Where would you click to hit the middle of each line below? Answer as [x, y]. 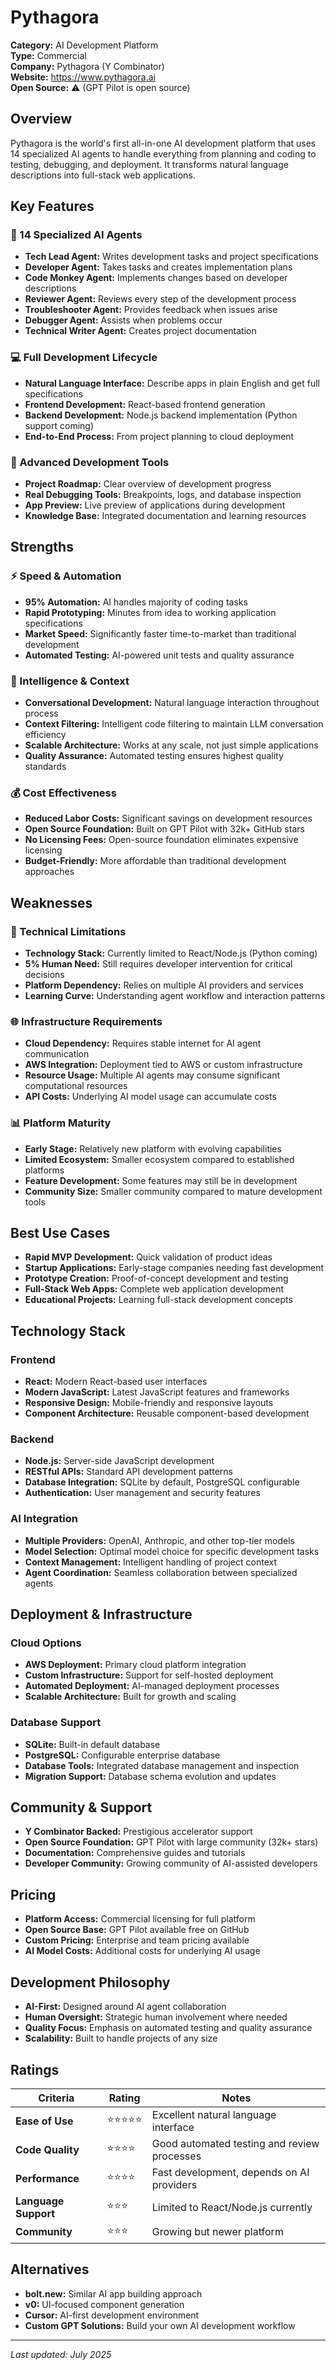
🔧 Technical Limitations [68, 931]
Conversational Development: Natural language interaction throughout [172, 703]
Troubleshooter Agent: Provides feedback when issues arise [151, 310]
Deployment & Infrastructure [101, 1614]
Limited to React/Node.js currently [232, 2207]
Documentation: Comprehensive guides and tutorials [135, 1853]
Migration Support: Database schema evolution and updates [150, 1776]
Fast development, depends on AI [230, 2172]
